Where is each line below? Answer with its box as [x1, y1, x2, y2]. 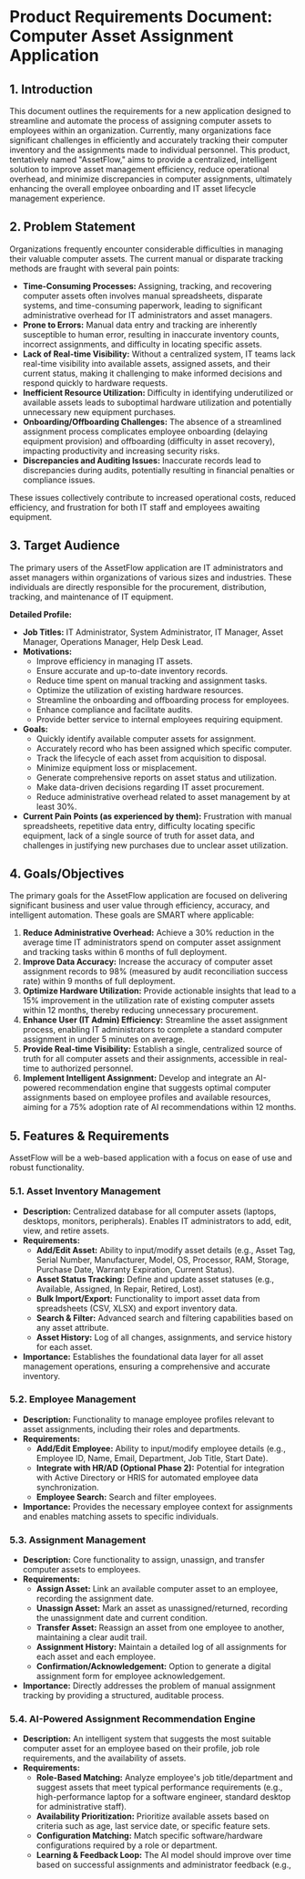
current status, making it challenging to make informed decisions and [22, 368, 282, 379]
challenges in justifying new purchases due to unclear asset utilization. [22, 839, 289, 850]
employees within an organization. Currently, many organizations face [9, 125, 271, 136]
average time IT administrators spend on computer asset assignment [22, 937, 281, 948]
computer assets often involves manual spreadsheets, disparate [22, 290, 263, 301]
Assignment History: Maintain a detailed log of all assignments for [36, 1642, 287, 1653]
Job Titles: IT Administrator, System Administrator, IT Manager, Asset [22, 627, 284, 638]
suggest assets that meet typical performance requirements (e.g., [36, 1781, 283, 1793]
